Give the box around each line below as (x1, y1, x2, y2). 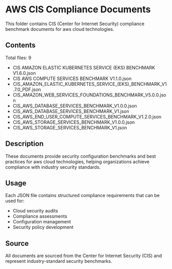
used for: (5, 198, 25, 204)
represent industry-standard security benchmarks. (5, 258, 112, 264)
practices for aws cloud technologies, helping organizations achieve (5, 158, 150, 165)
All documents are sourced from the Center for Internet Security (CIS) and (5, 253, 162, 259)
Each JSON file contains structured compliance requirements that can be (5, 193, 160, 199)
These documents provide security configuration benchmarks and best (5, 153, 156, 159)
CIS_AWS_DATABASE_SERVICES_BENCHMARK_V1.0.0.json (12, 103, 137, 109)
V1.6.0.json (12, 70, 36, 76)
